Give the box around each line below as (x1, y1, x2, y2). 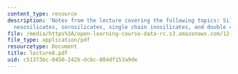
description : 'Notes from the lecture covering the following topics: (7, 17, 220, 24)
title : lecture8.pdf (7, 50, 69, 57)
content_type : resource (7, 10, 78, 18)
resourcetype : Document (7, 43, 78, 50)
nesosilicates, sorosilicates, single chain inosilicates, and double (13, 23, 227, 30)
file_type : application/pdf (7, 37, 91, 44)
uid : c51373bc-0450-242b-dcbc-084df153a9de (7, 56, 138, 63)
